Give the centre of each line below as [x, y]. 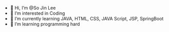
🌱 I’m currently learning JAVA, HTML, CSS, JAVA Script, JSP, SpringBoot [87, 19]
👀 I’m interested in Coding [37, 13]
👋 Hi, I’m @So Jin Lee [33, 8]
